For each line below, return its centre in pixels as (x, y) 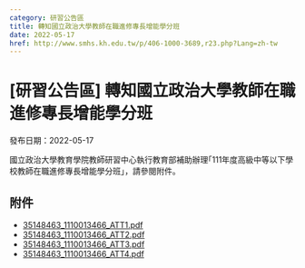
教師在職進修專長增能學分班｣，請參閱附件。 (98, 171)
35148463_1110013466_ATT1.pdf (83, 225)
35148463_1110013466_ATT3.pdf (84, 244)
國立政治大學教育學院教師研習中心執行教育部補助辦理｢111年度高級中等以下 (148, 160)
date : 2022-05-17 (42, 35)
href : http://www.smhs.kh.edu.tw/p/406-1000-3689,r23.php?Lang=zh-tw (144, 43)
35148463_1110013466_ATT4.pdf (84, 254)
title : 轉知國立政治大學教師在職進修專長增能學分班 (94, 26)
